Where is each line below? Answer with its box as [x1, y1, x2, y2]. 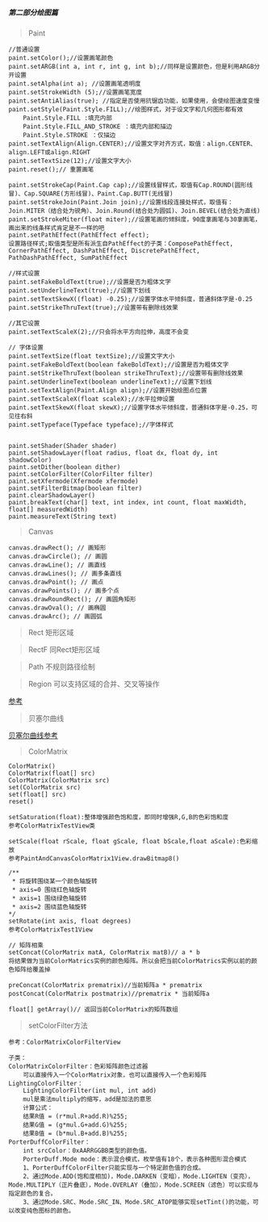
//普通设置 [8, 45, 40, 53]
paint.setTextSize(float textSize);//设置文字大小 [8, 352, 175, 360]
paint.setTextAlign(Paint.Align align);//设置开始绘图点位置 [8, 386, 207, 395]
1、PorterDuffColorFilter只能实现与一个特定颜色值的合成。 [23, 1163, 205, 1172]
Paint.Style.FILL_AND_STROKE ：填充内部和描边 [23, 122, 173, 131]
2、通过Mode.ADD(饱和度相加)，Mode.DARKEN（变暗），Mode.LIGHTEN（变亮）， [23, 1172, 254, 1180]
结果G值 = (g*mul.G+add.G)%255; [23, 1120, 128, 1129]
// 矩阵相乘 [8, 941, 44, 949]
